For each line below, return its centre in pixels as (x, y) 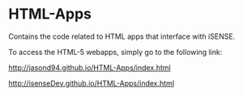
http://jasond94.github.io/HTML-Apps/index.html (90, 67)
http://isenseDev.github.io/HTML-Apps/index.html (92, 83)
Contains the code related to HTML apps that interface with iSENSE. (122, 36)
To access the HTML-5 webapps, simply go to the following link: (115, 52)
